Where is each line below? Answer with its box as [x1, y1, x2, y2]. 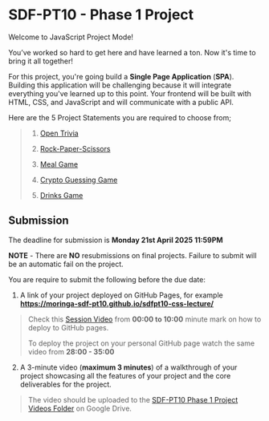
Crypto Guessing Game [39, 175, 118, 184]
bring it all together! [8, 56, 74, 66]
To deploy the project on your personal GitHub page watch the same [27, 338, 255, 348]
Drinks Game [39, 190, 84, 200]
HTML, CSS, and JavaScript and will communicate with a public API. [8, 97, 234, 107]
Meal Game [39, 159, 79, 169]
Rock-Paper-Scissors [39, 144, 111, 153]
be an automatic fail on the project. [8, 259, 124, 269]
